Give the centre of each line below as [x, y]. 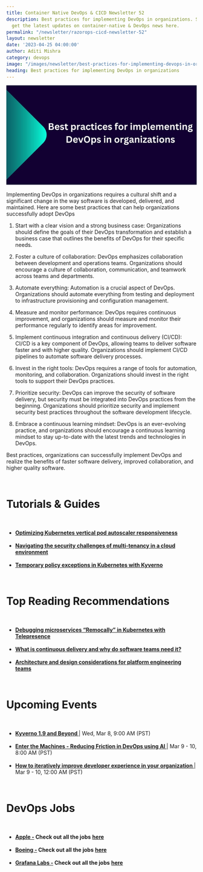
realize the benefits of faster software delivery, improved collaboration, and [100, 462]
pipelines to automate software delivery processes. [79, 357]
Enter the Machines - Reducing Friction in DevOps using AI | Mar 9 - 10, [106, 746]
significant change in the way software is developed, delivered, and [90, 201]
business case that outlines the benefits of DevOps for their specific [100, 238]
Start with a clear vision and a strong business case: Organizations [98, 226]
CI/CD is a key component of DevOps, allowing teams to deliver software [106, 343]
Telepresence [33, 637]
